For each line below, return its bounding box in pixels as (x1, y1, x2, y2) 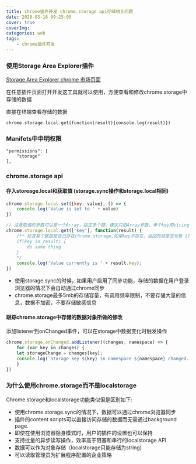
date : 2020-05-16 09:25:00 (6, 14, 72, 20)
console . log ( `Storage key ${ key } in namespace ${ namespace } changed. (16, 356, 190, 361)
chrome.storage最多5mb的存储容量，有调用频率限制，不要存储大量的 (14, 292, 181, 299)
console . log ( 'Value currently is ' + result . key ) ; (16, 260, 142, 267)
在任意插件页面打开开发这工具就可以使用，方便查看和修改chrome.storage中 (6, 88, 188, 95)
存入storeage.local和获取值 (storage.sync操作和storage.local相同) (6, 187, 169, 194)
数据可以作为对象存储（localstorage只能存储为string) (14, 443, 142, 451)
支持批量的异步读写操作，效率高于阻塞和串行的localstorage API (14, 436, 167, 443)
